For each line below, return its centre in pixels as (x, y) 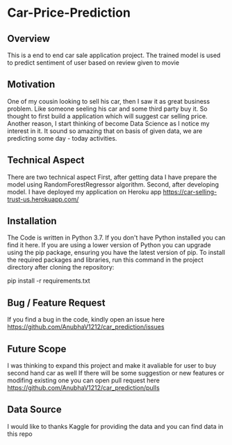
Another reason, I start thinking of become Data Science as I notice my (108, 123)
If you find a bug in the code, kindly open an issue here (86, 320)
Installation (32, 221)
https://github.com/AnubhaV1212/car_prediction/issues (86, 327)
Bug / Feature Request (56, 303)
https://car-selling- (190, 192)
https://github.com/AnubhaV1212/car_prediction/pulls (83, 388)
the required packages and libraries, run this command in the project (105, 260)
